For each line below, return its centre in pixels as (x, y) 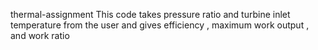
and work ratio (40, 35)
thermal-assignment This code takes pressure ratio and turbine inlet (150, 14)
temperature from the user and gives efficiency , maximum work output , (160, 25)
